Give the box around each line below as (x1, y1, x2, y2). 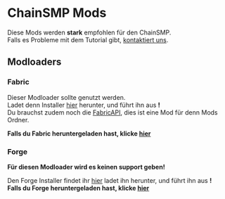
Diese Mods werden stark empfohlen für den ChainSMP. (7, 28, 172, 37)
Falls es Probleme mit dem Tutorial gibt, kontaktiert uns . (7, 35, 169, 44)
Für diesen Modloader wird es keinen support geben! (7, 162, 165, 171)
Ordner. (7, 115, 30, 124)
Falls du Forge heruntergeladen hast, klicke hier (7, 184, 150, 192)
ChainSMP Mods (7, 5, 107, 21)
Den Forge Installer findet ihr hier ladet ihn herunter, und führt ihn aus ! (7, 176, 212, 184)
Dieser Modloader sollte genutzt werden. (7, 93, 126, 101)
